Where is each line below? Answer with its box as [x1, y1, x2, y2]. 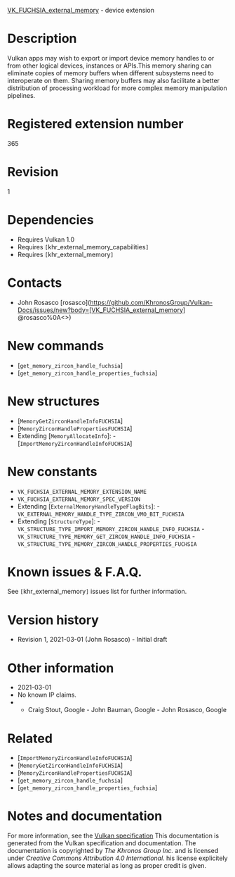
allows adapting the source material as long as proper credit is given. [7, 862, 207, 870]
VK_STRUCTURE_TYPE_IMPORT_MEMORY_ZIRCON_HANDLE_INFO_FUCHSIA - [17, 524, 205, 533]
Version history [7, 612, 100, 628]
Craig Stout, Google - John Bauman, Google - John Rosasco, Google [27, 706, 227, 714]
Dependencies [7, 212, 94, 228]
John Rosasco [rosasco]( [17, 298, 90, 306]
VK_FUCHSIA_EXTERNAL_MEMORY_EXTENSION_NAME [17, 488, 147, 495]
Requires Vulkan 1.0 [17, 235, 75, 244]
